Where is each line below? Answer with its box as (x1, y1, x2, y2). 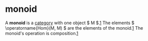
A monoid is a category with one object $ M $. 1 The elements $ (5, 20, 135, 26)
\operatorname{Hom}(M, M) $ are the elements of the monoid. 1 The (5, 25, 144, 31)
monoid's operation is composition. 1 (5, 30, 78, 36)
